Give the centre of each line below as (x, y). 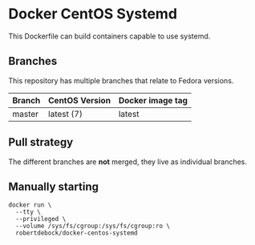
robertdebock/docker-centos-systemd (77, 233)
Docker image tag (153, 100)
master (25, 114)
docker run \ (30, 205)
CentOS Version (79, 100)
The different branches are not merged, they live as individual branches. (127, 162)
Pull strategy (41, 142)
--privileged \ (41, 219)
